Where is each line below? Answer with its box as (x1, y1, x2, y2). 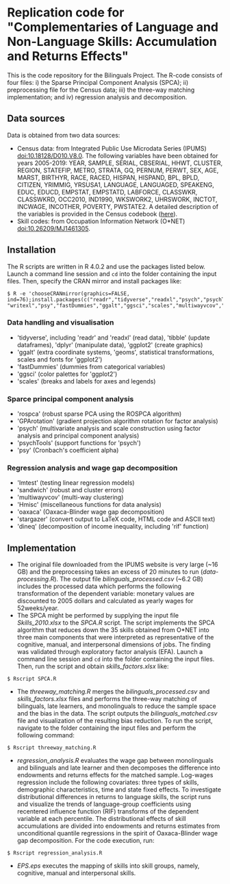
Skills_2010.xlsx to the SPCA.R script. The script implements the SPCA (16, 618, 215, 627)
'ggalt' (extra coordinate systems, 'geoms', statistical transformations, (16, 348, 214, 356)
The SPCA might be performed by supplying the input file (16, 611, 179, 620)
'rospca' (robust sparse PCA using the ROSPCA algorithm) (16, 409, 182, 418)
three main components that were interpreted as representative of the (16, 633, 214, 642)
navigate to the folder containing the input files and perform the (16, 724, 196, 732)
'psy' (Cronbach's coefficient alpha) (16, 446, 119, 455)
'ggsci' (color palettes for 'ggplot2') (16, 370, 118, 378)
